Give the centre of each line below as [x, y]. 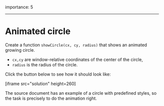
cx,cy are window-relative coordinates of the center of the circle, [77, 59]
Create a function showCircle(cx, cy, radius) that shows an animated [76, 45]
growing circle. [20, 50]
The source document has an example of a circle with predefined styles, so [81, 93]
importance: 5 [19, 7]
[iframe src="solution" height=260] [41, 84]
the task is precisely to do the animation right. [51, 98]
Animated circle [38, 32]
